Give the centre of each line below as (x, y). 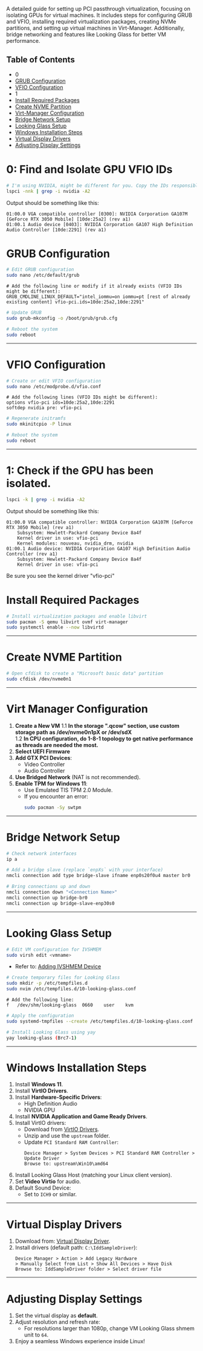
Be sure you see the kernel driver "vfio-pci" (60, 575)
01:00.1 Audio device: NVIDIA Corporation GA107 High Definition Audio (98, 549)
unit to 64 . (36, 1335)
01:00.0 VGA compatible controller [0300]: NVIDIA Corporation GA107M (97, 214)
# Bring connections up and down (48, 887)
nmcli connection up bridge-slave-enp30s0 (60, 903)
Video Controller (44, 764)
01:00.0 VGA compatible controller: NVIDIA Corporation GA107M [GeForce (100, 522)
